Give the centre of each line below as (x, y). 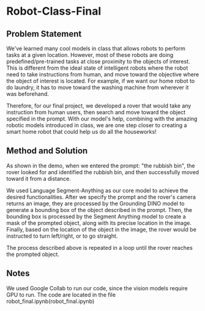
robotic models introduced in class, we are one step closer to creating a (97, 125)
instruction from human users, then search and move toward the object (96, 112)
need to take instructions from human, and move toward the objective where (103, 74)
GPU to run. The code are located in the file (61, 295)
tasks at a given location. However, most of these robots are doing (90, 55)
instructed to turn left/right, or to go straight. (62, 236)
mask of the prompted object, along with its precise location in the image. (99, 223)
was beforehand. (28, 94)
